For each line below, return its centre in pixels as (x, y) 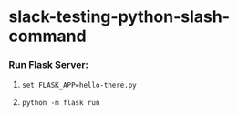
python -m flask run (61, 103)
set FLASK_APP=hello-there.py (79, 85)
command (48, 36)
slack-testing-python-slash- (119, 17)
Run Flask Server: (48, 65)
